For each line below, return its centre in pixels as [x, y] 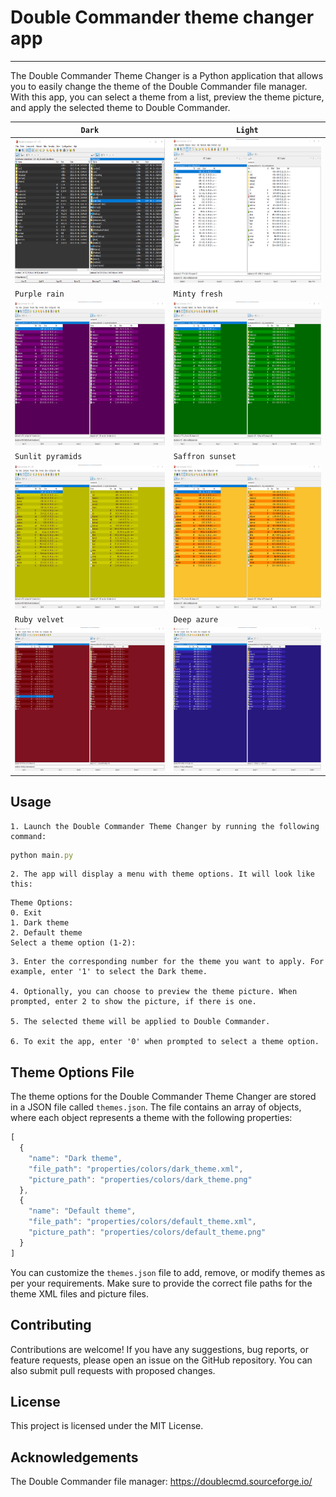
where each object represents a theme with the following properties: [151, 1118]
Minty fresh [198, 294]
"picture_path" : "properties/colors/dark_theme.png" [140, 1179]
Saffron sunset [205, 457]
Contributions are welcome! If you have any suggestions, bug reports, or [159, 1349]
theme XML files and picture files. [80, 1293]
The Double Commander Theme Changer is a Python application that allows [167, 75]
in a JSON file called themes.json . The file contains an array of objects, [156, 1107]
